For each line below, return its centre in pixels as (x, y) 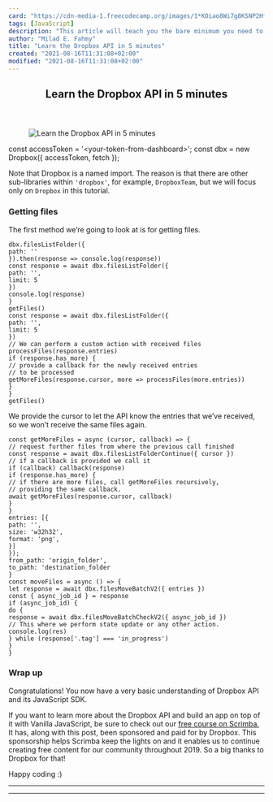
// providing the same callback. (65, 489)
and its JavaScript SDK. (48, 699)
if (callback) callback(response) (67, 468)
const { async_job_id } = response (69, 596)
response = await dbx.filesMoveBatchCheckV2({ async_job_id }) (118, 617)
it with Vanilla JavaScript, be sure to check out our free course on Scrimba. (134, 723)
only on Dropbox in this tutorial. (59, 191)
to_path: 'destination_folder (60, 567)
